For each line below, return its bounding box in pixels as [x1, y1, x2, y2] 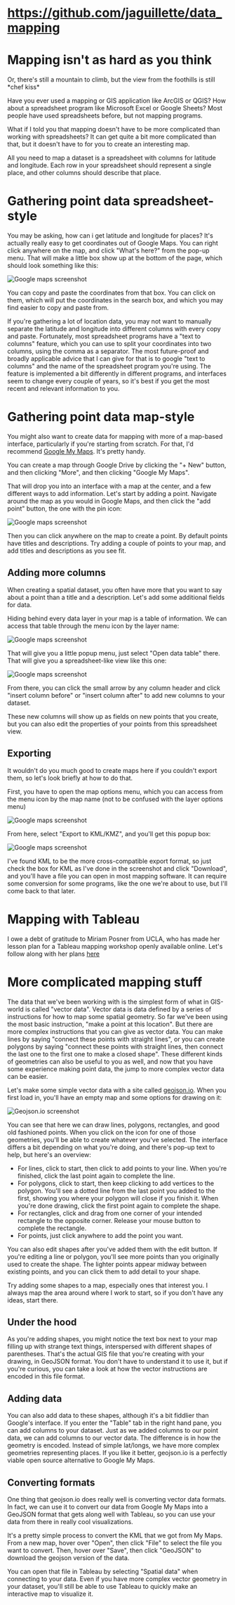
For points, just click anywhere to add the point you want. [17, 1231, 184, 1239]
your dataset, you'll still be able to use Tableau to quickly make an [7, 1582, 198, 1590]
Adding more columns [7, 567, 107, 579]
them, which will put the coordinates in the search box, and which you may [7, 296, 223, 305]
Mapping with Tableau [7, 911, 140, 927]
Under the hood [7, 1316, 77, 1328]
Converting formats [7, 1476, 95, 1488]
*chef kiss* [7, 83, 40, 91]
